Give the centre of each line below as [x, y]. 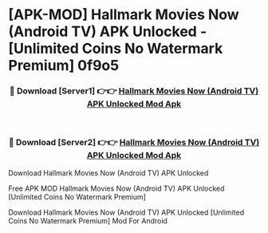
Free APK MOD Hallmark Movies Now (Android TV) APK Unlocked [116, 188]
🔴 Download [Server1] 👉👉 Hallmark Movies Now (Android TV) [134, 91]
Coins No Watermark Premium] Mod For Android [88, 220]
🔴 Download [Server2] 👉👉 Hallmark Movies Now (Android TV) [134, 143]
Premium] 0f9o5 [64, 66]
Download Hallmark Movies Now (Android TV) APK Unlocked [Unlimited [126, 212]
